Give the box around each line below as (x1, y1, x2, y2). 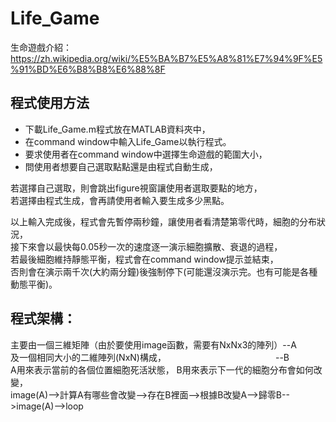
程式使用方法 (10, 95, 90, 112)
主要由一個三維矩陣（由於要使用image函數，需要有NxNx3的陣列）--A (10, 338, 297, 351)
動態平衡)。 (10, 278, 58, 290)
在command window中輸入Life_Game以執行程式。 (24, 135, 232, 147)
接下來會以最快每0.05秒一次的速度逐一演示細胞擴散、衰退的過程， (10, 240, 283, 252)
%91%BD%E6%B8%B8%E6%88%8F (10, 63, 166, 75)
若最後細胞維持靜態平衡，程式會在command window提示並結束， (10, 253, 279, 265)
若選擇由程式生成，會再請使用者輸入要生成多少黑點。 (10, 194, 230, 206)
